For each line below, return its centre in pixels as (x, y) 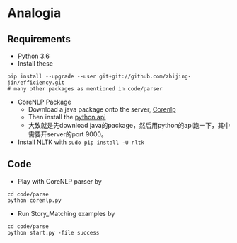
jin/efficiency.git (36, 83)
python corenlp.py (34, 200)
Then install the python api (67, 117)
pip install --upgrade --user (52, 76)
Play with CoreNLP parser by (60, 181)
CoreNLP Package (45, 102)
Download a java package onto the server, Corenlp (102, 109)
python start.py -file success (53, 232)
